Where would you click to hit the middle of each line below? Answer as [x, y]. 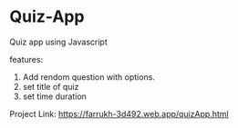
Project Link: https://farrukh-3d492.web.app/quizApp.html [119, 113]
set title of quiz [51, 86]
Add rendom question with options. [88, 77]
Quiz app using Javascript [58, 42]
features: [26, 59]
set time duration [54, 96]
